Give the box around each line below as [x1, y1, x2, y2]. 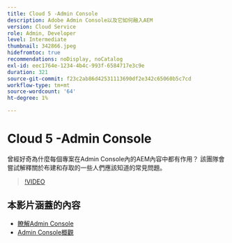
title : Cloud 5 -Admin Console [7, 10, 98, 17]
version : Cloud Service [7, 23, 77, 30]
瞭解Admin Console [17, 219, 75, 228]
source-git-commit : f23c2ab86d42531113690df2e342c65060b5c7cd [7, 75, 192, 82]
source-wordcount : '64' [7, 88, 77, 95]
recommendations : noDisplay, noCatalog [7, 56, 123, 63]
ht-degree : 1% [7, 95, 49, 102]
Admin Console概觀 [17, 228, 75, 236]
